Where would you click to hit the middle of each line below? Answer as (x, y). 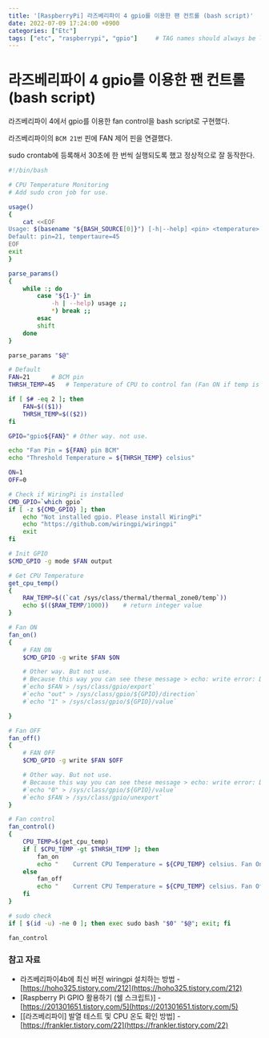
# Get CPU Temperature (46, 576)
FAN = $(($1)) (42, 406)
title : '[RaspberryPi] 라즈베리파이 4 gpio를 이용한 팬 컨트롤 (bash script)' (131, 16)
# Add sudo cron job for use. (59, 192)
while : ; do (42, 289)
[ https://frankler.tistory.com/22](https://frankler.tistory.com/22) (124, 1025)
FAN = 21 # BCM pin (46, 377)
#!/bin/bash (28, 171)
